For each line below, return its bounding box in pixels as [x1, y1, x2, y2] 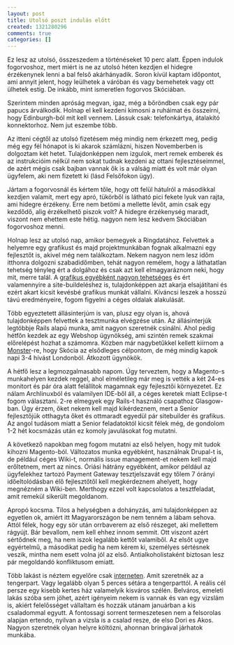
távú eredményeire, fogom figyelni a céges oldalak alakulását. [7, 295, 185, 304]
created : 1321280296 [7, 23, 68, 30]
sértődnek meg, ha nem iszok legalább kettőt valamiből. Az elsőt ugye [7, 536, 210, 544]
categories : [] [7, 36, 52, 43]
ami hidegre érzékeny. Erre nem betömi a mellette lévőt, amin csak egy [7, 200, 211, 208]
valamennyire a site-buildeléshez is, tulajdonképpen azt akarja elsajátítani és [7, 281, 228, 289]
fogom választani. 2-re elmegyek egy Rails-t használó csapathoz [7, 397, 194, 406]
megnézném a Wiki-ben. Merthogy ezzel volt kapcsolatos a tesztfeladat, [7, 485, 216, 493]
